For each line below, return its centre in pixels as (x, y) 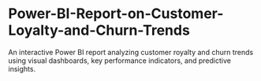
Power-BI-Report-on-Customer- (116, 14)
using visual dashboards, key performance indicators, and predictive (119, 61)
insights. (22, 68)
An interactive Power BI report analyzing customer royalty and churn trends (131, 52)
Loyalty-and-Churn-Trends (99, 30)
